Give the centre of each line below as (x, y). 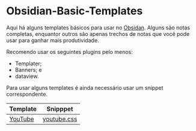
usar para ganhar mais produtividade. (53, 40)
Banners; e (28, 69)
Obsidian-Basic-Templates (75, 11)
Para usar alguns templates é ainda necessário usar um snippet (85, 87)
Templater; (28, 63)
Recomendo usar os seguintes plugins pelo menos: (70, 51)
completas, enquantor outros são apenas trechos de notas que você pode (98, 33)
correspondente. (27, 94)
